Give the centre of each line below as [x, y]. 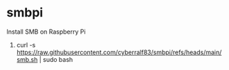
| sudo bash [56, 59]
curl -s [26, 45]
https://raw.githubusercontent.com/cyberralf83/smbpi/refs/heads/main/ [119, 52]
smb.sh [27, 59]
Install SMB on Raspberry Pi [46, 32]
